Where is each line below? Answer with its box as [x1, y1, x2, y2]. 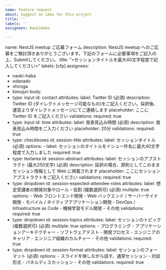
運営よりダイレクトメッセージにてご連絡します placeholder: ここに [12, 107, 149, 113]
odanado [12, 78, 31, 84]
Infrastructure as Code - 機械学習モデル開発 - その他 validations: [12, 205, 144, 211]
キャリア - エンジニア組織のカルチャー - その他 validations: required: [12, 235, 153, 241]
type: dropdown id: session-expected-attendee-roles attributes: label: [12, 181, 155, 187]
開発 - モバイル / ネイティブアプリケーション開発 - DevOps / [12, 199, 135, 205]
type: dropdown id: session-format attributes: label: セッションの [12, 247, 145, 253]
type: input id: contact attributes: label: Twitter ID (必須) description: [12, 95, 151, 101]
